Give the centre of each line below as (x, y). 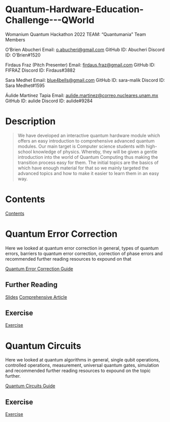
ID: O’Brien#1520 (23, 55)
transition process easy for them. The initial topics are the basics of (88, 162)
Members (15, 40)
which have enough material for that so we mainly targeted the (83, 168)
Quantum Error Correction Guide (39, 269)
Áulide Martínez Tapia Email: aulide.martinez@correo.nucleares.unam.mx (82, 95)
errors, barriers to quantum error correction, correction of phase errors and (84, 254)
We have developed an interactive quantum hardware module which (89, 135)
